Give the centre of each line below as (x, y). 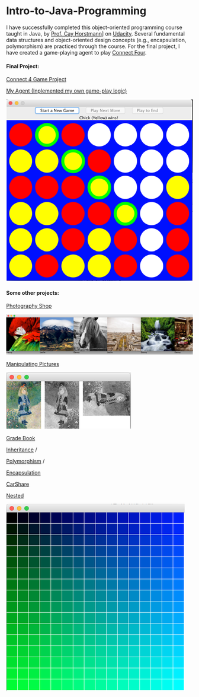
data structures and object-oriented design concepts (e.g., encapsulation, (96, 40)
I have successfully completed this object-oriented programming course (94, 27)
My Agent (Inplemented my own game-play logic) (67, 91)
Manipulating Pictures (33, 364)
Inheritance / (22, 450)
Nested (15, 495)
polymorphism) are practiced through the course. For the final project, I (93, 46)
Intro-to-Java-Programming (76, 11)
